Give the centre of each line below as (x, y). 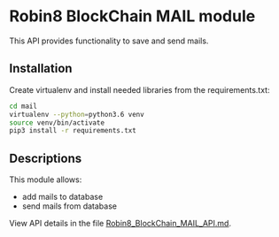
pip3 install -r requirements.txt (73, 131)
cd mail (23, 106)
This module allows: (46, 180)
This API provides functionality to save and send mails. (109, 41)
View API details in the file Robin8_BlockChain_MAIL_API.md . (120, 224)
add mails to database (62, 197)
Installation (41, 69)
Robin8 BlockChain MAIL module (132, 16)
